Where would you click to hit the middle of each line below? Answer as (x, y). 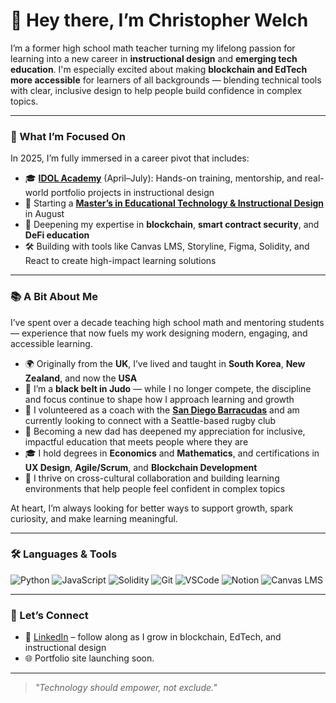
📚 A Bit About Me (54, 297)
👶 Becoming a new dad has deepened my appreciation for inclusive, (165, 431)
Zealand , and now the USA (81, 378)
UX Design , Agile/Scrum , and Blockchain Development (141, 467)
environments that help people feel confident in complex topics (155, 488)
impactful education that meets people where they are (136, 441)
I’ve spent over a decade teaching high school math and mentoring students (167, 322)
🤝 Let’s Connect (49, 615)
